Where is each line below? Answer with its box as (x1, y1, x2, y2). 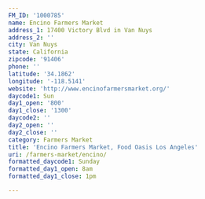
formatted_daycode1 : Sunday (8, 158, 101, 166)
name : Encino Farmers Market (8, 19, 104, 27)
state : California (8, 48, 68, 56)
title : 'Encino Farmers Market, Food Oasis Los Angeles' (8, 143, 199, 151)
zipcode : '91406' (8, 56, 65, 64)
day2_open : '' (8, 121, 55, 129)
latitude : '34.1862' (8, 70, 76, 78)
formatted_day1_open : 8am (8, 165, 93, 173)
